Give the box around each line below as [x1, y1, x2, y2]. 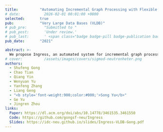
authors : [5, 61, 23, 66]
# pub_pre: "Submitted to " [5, 25, 77, 30]
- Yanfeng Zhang [9, 83, 42, 88]
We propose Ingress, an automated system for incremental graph [9, 52, 142, 57]
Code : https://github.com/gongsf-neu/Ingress [9, 115, 103, 120]
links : [5, 106, 18, 111]
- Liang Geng [9, 88, 36, 93]
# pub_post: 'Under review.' [5, 30, 77, 34]
